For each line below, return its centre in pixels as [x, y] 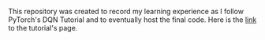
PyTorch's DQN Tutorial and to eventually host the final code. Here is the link [132, 20]
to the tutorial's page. [43, 28]
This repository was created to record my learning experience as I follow [126, 11]
